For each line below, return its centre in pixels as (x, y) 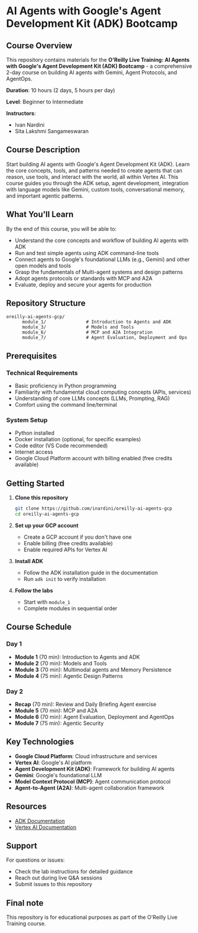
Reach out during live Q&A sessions (59, 878)
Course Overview (39, 45)
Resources (26, 807)
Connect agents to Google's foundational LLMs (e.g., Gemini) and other (102, 259)
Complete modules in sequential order (70, 608)
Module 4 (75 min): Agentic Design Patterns (69, 676)
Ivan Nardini (29, 125)
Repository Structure (46, 304)
